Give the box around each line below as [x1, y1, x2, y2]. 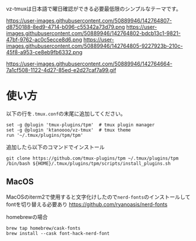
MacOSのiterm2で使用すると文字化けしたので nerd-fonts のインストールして [6, 193, 191, 201]
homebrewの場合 [6, 213, 49, 220]
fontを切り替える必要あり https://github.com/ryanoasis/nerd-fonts [6, 201, 168, 208]
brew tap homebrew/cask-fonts [6, 225, 81, 231]
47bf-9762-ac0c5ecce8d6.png [6, 36, 82, 43]
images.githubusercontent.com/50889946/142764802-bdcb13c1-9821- [6, 30, 181, 37]
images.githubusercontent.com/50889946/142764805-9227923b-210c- [6, 42, 184, 49]
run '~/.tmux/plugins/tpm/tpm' [6, 132, 83, 138]
